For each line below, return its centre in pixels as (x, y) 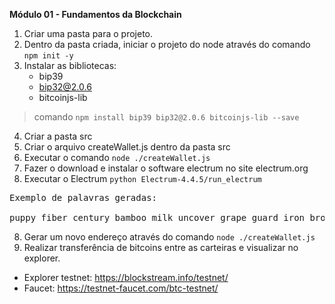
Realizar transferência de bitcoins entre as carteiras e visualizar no (161, 247)
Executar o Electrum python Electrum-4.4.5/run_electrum (142, 178)
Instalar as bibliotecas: (70, 65)
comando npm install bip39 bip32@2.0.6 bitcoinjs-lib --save (166, 117)
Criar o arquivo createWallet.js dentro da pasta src (127, 147)
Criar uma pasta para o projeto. (88, 33)
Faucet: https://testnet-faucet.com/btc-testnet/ (121, 288)
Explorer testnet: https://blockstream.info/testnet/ (126, 277)
